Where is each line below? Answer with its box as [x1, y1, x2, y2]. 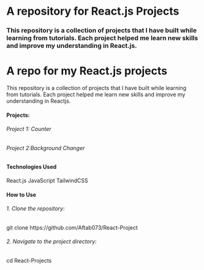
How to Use [6, 191, 37, 198]
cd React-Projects [6, 257, 52, 264]
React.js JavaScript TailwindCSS [6, 177, 89, 184]
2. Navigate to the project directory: [6, 238, 97, 246]
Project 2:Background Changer [6, 144, 85, 151]
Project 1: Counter [6, 126, 52, 133]
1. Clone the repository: [6, 205, 65, 212]
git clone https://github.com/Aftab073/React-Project [6, 223, 138, 231]
